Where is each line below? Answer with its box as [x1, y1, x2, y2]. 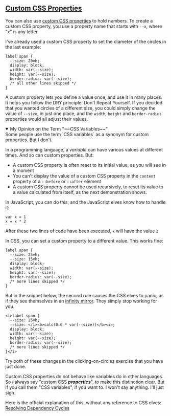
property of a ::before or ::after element [12, 178, 101, 184]
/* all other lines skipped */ [10, 80, 77, 86]
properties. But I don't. [5, 137, 53, 143]
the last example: [5, 43, 41, 50]
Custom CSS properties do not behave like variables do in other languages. [5, 373, 163, 379]
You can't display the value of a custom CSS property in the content [12, 172, 156, 179]
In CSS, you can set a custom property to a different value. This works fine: [5, 237, 163, 244]
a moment [12, 167, 34, 173]
